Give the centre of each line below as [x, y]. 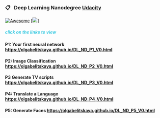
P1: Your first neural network [35, 44]
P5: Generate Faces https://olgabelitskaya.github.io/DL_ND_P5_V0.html [80, 110]
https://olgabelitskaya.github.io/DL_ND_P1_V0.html [59, 50]
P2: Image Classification [31, 61]
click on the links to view [31, 32]
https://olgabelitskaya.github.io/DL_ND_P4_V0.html [59, 99]
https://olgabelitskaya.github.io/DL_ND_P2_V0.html [59, 66]
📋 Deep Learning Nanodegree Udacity [53, 7]
